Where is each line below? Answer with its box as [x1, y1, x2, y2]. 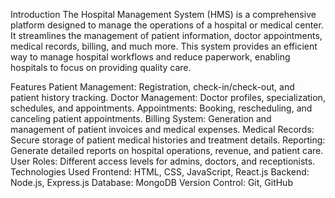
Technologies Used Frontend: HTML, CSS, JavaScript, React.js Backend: [10, 166, 310, 178]
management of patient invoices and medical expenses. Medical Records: [10, 124, 315, 135]
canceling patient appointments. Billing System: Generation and [10, 113, 272, 124]
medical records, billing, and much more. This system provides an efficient [10, 40, 318, 52]
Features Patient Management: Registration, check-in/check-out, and [10, 81, 295, 93]
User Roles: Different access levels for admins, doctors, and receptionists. [10, 155, 316, 167]
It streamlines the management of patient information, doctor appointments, [10, 30, 323, 41]
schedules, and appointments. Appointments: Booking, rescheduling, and [10, 102, 313, 114]
